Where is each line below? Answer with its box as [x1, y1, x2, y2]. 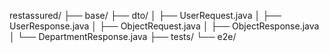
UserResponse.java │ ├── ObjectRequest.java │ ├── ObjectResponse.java [9, 20, 320, 32]
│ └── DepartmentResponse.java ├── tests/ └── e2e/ [9, 31, 237, 42]
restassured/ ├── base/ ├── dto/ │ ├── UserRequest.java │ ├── [9, 10, 282, 21]
